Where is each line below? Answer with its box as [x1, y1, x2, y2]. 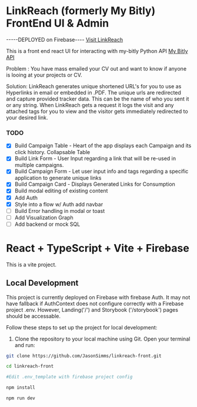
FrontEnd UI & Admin [6, 16, 109, 30]
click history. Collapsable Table [14, 149, 90, 156]
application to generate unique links [14, 175, 102, 182]
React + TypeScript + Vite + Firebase [6, 242, 189, 255]
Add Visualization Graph [14, 213, 74, 221]
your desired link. [6, 114, 48, 121]
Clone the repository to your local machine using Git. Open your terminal [14, 335, 191, 342]
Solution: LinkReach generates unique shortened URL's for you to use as [6, 82, 182, 89]
